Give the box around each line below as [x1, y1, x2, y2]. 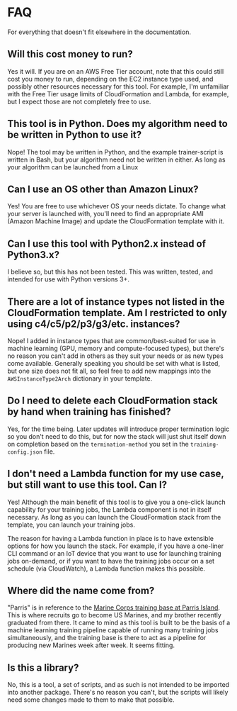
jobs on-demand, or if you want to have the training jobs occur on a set [7, 556, 214, 565]
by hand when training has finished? [7, 405, 171, 418]
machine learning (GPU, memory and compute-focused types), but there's [7, 345, 225, 352]
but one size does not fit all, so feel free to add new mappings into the [7, 366, 212, 375]
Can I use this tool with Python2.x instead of [7, 237, 207, 250]
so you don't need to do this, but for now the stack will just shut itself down [7, 432, 226, 440]
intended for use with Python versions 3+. [7, 275, 129, 284]
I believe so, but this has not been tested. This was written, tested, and [7, 267, 214, 276]
